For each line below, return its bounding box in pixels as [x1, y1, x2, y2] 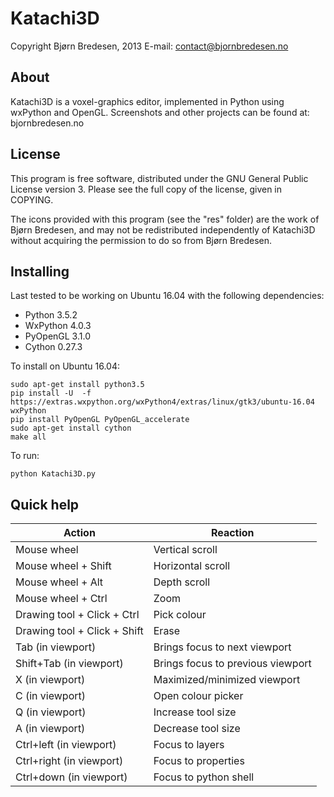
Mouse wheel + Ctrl [15, 592, 108, 606]
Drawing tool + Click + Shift [15, 624, 144, 638]
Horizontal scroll [153, 559, 231, 573]
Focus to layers [153, 738, 225, 752]
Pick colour [153, 608, 207, 622]
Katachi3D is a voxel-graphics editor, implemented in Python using [10, 95, 285, 107]
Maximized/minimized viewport [153, 673, 301, 687]
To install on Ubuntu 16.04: [10, 360, 120, 372]
